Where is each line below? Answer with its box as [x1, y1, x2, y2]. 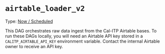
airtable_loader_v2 [5, 4, 85, 13]
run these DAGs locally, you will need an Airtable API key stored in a [5, 33, 143, 39]
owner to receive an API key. [5, 43, 63, 49]
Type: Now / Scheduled [5, 18, 53, 24]
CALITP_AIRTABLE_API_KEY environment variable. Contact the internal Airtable [5, 38, 160, 44]
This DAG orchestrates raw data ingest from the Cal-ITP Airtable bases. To [5, 27, 157, 33]
